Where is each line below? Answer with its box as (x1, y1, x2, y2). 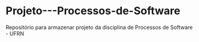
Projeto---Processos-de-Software (5, 4, 181, 18)
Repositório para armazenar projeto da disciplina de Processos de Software (5, 24, 193, 31)
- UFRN (5, 30, 25, 37)
